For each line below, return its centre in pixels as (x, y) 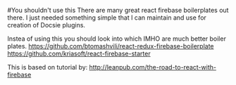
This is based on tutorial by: (48, 67)
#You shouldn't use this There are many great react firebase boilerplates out (118, 10)
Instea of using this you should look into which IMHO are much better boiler (117, 39)
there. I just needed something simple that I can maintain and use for (107, 18)
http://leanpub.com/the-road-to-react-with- (153, 67)
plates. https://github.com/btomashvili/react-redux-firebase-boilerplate (111, 46)
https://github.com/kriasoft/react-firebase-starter (79, 53)
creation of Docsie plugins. (46, 25)
